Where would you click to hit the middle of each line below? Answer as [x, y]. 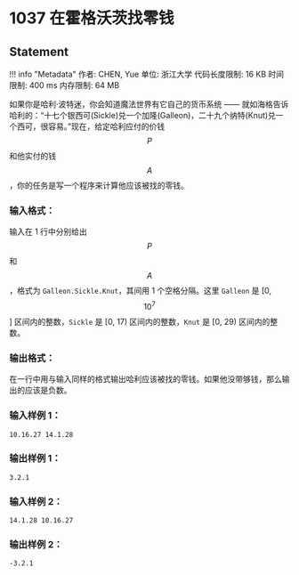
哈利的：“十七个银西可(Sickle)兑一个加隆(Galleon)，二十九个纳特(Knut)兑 [142, 115]
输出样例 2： [36, 545]
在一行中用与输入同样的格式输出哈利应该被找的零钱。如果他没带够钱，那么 [145, 379]
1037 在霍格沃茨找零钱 [92, 18]
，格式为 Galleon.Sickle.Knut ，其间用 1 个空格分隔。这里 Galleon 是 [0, [141, 291]
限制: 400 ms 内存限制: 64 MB [65, 85]
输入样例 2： [36, 501]
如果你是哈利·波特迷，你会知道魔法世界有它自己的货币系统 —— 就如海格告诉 [149, 104]
